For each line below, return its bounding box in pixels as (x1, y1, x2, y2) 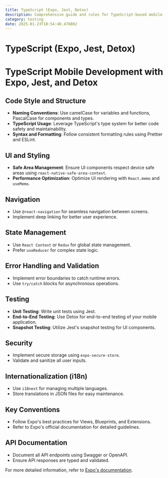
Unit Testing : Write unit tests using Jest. (12, 308, 96, 314)
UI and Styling (5, 151, 50, 160)
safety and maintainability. (12, 126, 67, 132)
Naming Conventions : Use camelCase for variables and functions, (12, 110, 150, 116)
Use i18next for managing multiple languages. (12, 386, 108, 392)
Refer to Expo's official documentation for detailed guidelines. (12, 424, 140, 430)
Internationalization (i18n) (5, 372, 88, 380)
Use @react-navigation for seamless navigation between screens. (12, 209, 149, 215)
